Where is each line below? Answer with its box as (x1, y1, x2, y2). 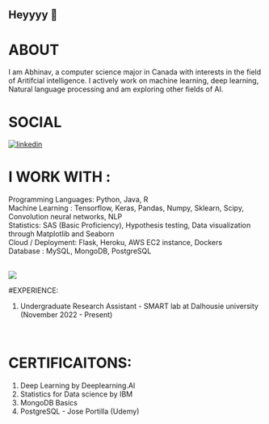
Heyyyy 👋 (8, 8, 58, 22)
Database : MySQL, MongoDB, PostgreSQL (8, 246, 152, 256)
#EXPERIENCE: (8, 286, 59, 295)
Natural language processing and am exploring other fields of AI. (8, 84, 224, 94)
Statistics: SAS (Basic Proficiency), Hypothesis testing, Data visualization (8, 220, 251, 231)
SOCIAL (8, 112, 62, 131)
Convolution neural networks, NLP (8, 212, 123, 222)
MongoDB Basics (19, 398, 78, 408)
